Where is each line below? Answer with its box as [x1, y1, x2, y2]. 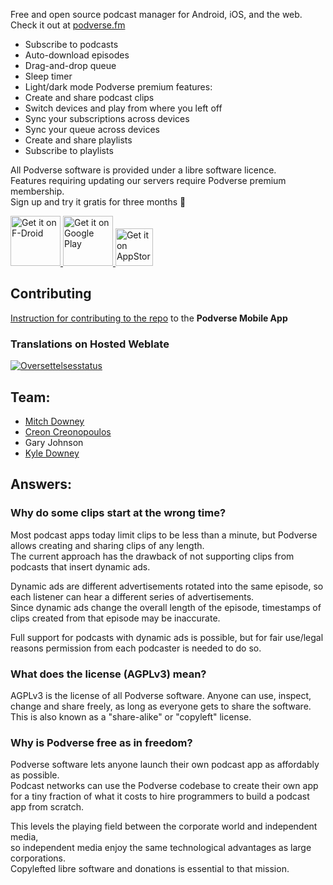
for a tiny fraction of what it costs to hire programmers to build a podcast [10, 790, 310, 803]
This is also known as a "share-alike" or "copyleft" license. [10, 710, 252, 723]
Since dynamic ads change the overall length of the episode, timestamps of [10, 601, 322, 613]
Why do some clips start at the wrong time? [10, 506, 227, 520]
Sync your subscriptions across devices [24, 113, 190, 124]
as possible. [10, 769, 60, 781]
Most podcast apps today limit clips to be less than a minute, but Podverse [10, 529, 318, 541]
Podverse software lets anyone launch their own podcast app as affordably [10, 759, 320, 771]
